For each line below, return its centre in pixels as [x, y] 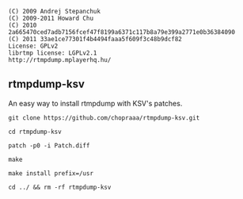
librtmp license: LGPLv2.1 [53, 53]
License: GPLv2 [33, 46]
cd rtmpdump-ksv [35, 132]
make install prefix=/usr [51, 173]
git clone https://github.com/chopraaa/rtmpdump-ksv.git [104, 118]
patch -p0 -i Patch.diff [49, 145]
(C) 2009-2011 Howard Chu [51, 18]
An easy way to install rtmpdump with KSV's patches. [95, 103]
